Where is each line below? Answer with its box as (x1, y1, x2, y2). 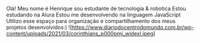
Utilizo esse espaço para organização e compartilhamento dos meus (6, 18, 175, 24)
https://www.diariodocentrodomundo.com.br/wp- (71, 24, 195, 31)
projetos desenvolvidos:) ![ (6, 24, 72, 31)
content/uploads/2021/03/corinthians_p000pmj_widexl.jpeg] (6, 30, 156, 37)
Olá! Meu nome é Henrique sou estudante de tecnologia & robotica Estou (6, 5, 186, 12)
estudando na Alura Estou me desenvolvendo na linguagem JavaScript (6, 11, 181, 18)
